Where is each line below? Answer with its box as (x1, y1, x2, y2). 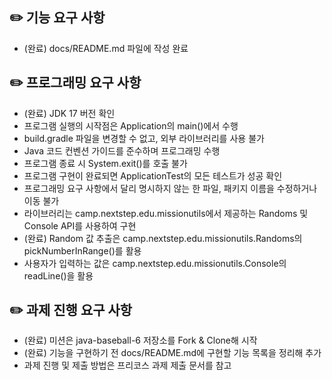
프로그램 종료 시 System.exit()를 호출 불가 (23, 157, 188, 169)
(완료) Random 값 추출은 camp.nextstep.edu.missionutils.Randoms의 (23, 232, 303, 244)
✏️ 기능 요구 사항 (9, 9, 106, 27)
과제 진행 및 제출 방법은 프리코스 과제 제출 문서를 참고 (23, 359, 232, 372)
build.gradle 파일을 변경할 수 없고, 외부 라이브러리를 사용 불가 (23, 132, 265, 144)
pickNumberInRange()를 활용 (23, 244, 142, 257)
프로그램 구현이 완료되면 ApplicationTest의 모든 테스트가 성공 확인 (23, 169, 283, 182)
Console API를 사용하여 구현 (23, 219, 137, 232)
